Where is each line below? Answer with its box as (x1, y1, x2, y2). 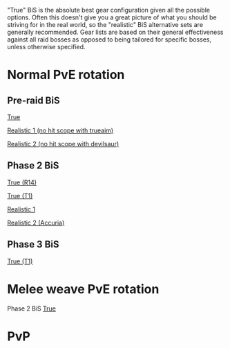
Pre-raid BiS (7, 94, 60, 106)
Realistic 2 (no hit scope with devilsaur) (7, 140, 119, 148)
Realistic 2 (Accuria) (7, 218, 65, 227)
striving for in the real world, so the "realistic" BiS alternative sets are (7, 21, 204, 28)
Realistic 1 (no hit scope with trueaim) (7, 126, 114, 134)
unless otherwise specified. (7, 43, 86, 51)
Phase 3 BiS (7, 238, 59, 250)
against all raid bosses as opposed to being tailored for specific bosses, (7, 35, 212, 44)
